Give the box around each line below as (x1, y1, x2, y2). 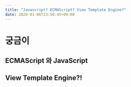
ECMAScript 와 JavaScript (5, 56, 88, 65)
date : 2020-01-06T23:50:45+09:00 (5, 12, 75, 17)
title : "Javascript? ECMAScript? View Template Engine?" (5, 7, 126, 12)
